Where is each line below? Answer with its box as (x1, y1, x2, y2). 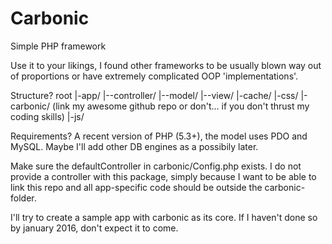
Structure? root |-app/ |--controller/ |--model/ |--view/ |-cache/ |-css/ (10, 89, 299, 101)
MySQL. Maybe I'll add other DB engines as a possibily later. (10, 140, 259, 152)
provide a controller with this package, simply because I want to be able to (10, 170, 317, 182)
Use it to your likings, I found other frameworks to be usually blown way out (10, 59, 322, 71)
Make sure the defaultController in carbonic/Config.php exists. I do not (10, 160, 302, 172)
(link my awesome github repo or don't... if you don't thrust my (52, 100, 310, 112)
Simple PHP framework (10, 40, 107, 52)
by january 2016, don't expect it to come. (10, 222, 179, 234)
